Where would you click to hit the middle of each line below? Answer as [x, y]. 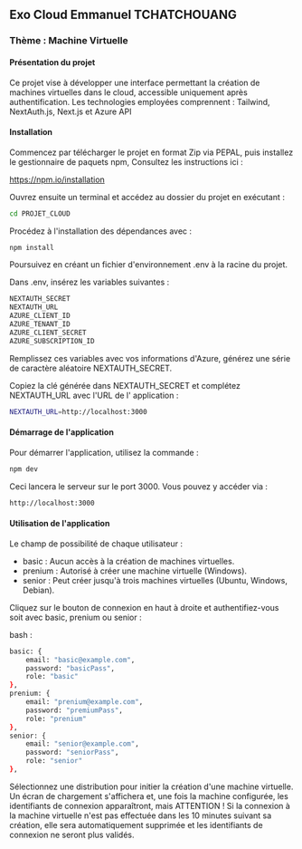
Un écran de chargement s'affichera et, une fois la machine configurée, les [149, 796]
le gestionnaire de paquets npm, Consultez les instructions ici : [127, 161]
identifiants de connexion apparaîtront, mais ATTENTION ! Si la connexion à [150, 806]
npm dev [24, 469]
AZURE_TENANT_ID [40, 324]
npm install [32, 247]
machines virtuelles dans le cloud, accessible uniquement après [129, 92]
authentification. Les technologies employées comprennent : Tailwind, [140, 101]
